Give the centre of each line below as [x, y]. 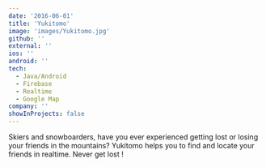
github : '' [27, 39]
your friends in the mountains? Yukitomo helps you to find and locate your [131, 146]
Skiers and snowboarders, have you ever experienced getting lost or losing [133, 137]
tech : [17, 69]
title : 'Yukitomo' [39, 24]
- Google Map [38, 99]
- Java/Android [41, 76]
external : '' [30, 46]
